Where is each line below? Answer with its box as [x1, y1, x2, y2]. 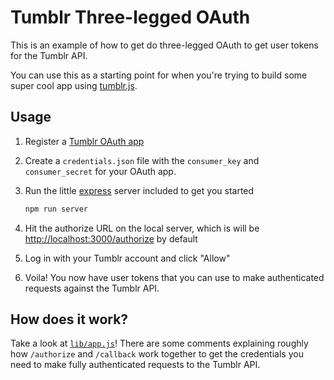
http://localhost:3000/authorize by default [24, 232, 198, 245]
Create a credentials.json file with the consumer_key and [24, 154, 260, 166]
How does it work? [10, 311, 129, 328]
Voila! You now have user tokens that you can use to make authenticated [24, 271, 325, 283]
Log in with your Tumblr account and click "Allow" [24, 252, 231, 264]
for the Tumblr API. [10, 49, 88, 61]
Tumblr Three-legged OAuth [10, 6, 251, 29]
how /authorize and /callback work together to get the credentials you [10, 348, 304, 360]
